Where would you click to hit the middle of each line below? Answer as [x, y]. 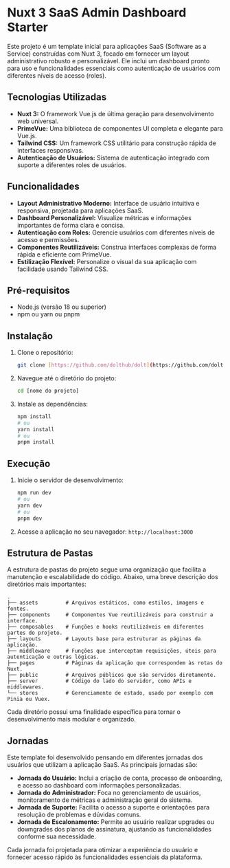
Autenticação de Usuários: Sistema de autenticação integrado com [113, 158]
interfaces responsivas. [50, 150]
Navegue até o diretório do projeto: [67, 378]
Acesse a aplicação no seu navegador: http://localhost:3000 [105, 532]
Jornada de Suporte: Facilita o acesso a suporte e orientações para [113, 807]
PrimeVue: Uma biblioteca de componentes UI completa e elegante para [120, 128]
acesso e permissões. [48, 239]
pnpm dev [30, 518]
